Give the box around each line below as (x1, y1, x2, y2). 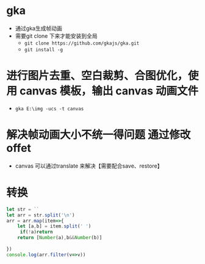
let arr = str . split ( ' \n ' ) (6, 212, 75, 218)
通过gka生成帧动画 (15, 24, 62, 32)
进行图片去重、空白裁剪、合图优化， (6, 69, 189, 83)
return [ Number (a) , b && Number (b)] (17, 235, 103, 241)
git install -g (24, 46, 63, 52)
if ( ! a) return (20, 229, 53, 235)
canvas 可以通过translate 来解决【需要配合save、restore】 (15, 162, 163, 169)
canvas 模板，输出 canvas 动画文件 (19, 84, 199, 98)
